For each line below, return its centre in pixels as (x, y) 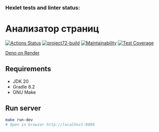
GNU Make (24, 92)
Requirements (28, 69)
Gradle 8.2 (24, 86)
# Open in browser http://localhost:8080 (50, 125)
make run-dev (19, 120)
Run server (23, 108)
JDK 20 (21, 81)
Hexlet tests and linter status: (43, 8)
